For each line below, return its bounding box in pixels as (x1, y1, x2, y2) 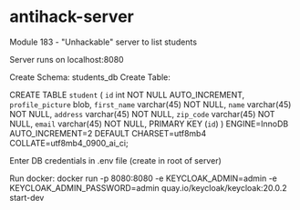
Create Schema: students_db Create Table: (9, 71, 171, 83)
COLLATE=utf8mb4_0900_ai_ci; (9, 137, 129, 148)
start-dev (9, 192, 45, 203)
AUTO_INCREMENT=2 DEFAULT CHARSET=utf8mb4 (9, 127, 207, 138)
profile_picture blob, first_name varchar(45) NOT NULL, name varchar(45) (9, 98, 292, 110)
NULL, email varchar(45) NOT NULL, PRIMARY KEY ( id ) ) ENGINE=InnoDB (9, 118, 289, 129)
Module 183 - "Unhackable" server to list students (9, 36, 198, 47)
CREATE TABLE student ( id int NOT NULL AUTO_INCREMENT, (9, 89, 245, 100)
